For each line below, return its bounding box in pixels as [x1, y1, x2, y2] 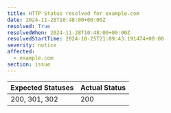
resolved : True [7, 23, 51, 29]
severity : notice [7, 42, 57, 49]
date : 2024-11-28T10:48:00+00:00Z [7, 16, 106, 23]
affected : [7, 49, 36, 55]
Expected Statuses [10, 83, 74, 92]
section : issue [7, 61, 51, 68]
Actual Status [80, 83, 126, 92]
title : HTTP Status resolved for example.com [7, 10, 139, 17]
